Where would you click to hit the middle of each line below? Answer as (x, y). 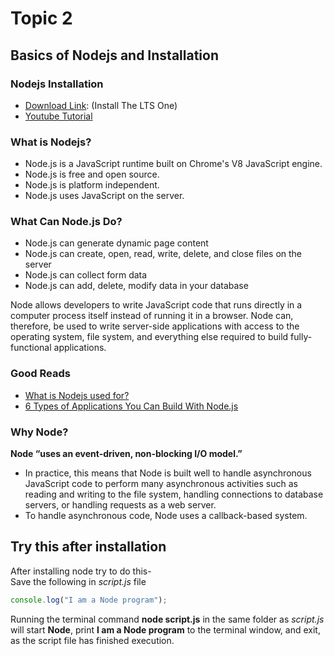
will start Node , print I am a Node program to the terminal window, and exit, (165, 629)
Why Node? (39, 432)
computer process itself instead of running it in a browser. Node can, (152, 316)
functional (31, 348)
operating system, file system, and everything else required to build (149, 337)
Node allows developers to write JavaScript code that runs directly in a (156, 305)
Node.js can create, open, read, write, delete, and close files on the (163, 254)
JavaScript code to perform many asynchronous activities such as (161, 484)
